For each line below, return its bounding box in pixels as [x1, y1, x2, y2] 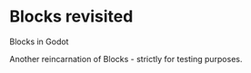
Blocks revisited [9, 6, 134, 27]
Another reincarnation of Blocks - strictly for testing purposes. [9, 53, 243, 64]
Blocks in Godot [9, 36, 69, 47]
